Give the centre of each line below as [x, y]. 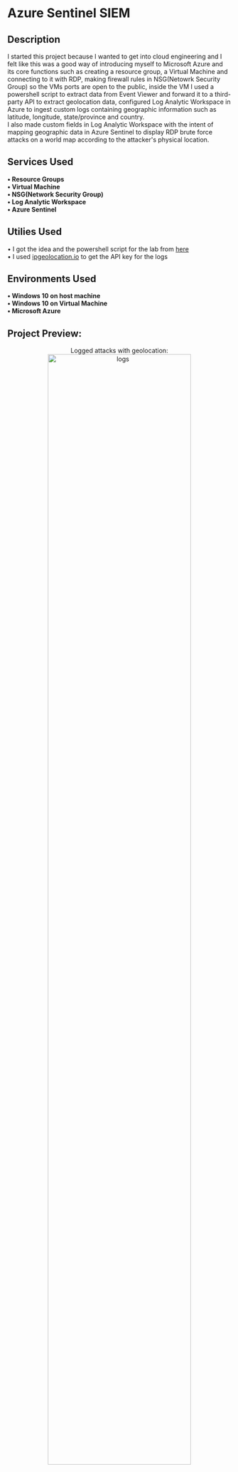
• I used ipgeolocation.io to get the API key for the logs [88, 256]
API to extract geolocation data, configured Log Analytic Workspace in [128, 102]
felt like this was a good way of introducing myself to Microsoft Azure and [115, 64]
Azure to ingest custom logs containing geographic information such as [112, 109]
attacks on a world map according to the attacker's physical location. [108, 140]
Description [34, 40]
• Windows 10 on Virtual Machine [58, 303]
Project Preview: [44, 333]
